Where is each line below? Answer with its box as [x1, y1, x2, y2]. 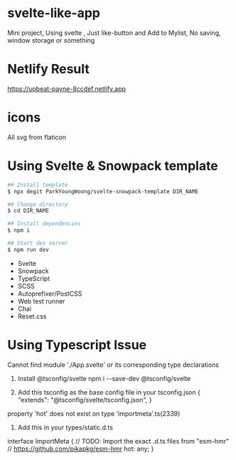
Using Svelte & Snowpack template [7, 158, 218, 173]
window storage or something [7, 36, 95, 44]
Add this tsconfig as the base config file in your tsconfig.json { [17, 387, 200, 396]
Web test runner [17, 296, 65, 305]
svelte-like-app [7, 5, 101, 21]
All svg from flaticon [7, 133, 66, 141]
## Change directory [7, 200, 69, 208]
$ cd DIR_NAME [7, 208, 50, 215]
